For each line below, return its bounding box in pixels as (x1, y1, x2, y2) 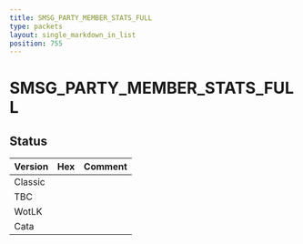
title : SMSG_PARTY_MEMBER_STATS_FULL (9, 13, 153, 23)
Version (14, 160, 49, 173)
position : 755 (9, 38, 64, 48)
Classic (14, 176, 45, 188)
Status (9, 133, 48, 148)
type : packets (9, 22, 64, 31)
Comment (83, 160, 127, 173)
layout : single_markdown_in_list (9, 30, 136, 39)
